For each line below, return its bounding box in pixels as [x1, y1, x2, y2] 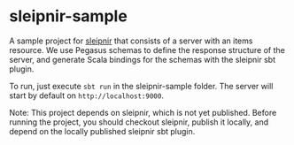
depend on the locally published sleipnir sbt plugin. [9, 126, 196, 136]
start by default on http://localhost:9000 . [9, 90, 164, 101]
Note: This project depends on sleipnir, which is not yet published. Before [9, 107, 277, 118]
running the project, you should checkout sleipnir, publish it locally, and [9, 117, 268, 127]
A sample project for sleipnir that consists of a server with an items [9, 35, 253, 46]
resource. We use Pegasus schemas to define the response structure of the [9, 44, 285, 55]
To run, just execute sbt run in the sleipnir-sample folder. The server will [9, 80, 274, 91]
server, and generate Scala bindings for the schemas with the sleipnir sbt [9, 54, 276, 65]
